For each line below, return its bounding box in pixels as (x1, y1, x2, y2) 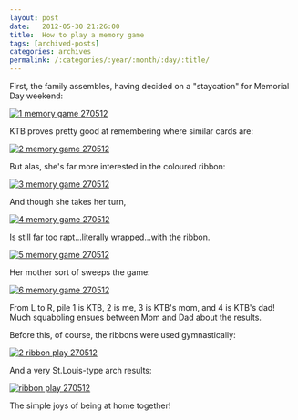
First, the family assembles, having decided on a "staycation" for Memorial (9, 81, 290, 91)
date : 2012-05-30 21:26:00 (9, 22, 120, 31)
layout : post (9, 13, 59, 23)
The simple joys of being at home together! (9, 400, 171, 411)
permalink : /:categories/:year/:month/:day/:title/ (9, 56, 210, 65)
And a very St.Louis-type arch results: (9, 365, 152, 375)
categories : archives (9, 47, 92, 56)
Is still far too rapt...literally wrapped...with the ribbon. (9, 231, 211, 242)
